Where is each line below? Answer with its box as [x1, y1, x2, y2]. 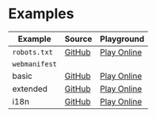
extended [12, 83, 48, 94]
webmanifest [12, 59, 58, 68]
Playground [100, 33, 145, 44]
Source [64, 33, 93, 44]
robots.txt [12, 47, 53, 56]
